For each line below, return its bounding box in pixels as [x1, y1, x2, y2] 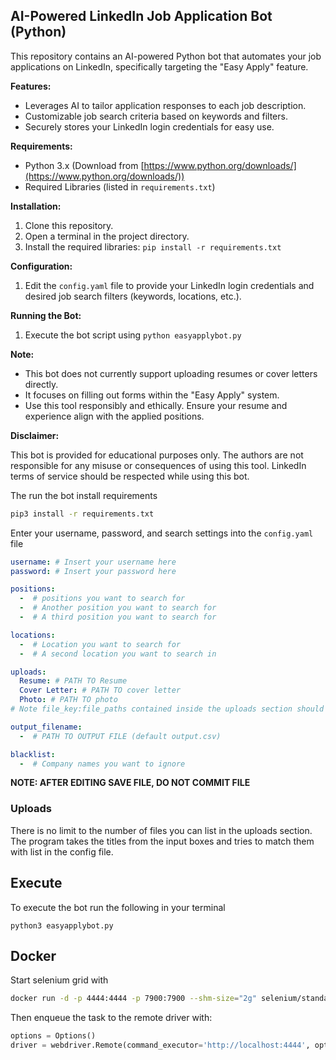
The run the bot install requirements [10, 489, 158, 501]
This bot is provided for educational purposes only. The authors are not [10, 449, 304, 461]
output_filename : [10, 722, 83, 732]
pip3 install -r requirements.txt [10, 509, 155, 519]
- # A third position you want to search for [19, 612, 217, 623]
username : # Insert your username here [10, 557, 177, 567]
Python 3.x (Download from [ [24, 159, 145, 171]
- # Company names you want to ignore [19, 759, 186, 769]
